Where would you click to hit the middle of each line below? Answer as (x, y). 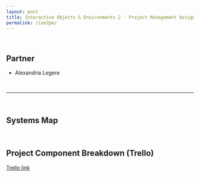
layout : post (22, 12)
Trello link (18, 167)
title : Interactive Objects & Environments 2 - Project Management (92, 17)
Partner (21, 58)
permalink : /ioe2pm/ (32, 23)
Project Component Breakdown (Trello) (80, 153)
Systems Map (32, 120)
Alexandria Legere (37, 73)
